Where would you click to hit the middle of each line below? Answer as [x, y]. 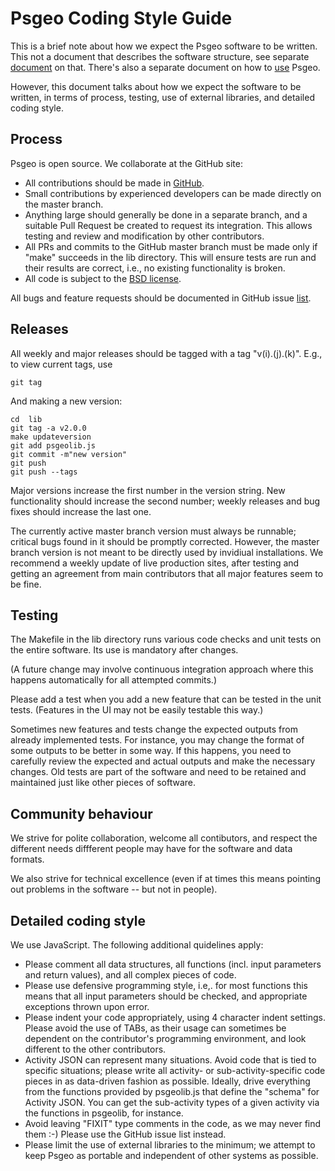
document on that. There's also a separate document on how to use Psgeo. [165, 67]
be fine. [26, 584]
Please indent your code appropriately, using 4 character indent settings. [175, 1017]
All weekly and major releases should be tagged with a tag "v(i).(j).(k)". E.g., [166, 353]
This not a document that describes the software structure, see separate [160, 56]
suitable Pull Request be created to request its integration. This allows [168, 225]
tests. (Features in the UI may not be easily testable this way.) [137, 710]
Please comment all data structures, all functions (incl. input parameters [173, 964]
